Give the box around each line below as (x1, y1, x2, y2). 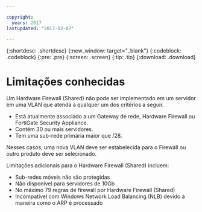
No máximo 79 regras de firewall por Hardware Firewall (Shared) (14, 187, 175, 194)
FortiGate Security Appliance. (14, 119, 89, 127)
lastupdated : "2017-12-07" (6, 25, 74, 31)
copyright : (6, 14, 34, 20)
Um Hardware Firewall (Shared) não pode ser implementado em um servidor (6, 95, 196, 102)
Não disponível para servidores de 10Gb (14, 180, 115, 187)
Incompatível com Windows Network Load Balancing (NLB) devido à (14, 193, 185, 200)
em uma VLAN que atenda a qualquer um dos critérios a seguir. (6, 101, 164, 109)
